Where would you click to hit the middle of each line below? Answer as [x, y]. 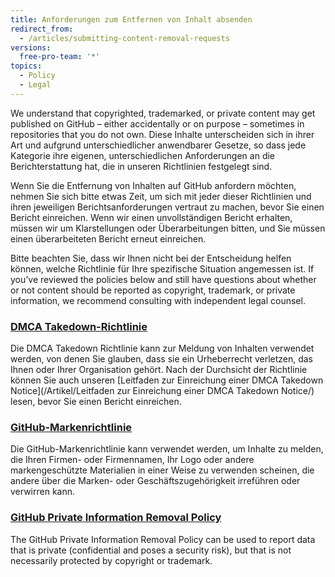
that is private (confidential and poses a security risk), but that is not [151, 550]
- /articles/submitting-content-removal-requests [124, 38]
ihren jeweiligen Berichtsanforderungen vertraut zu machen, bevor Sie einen [167, 207]
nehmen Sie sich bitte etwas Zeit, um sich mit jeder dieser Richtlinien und [161, 196]
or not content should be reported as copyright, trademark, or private [153, 290]
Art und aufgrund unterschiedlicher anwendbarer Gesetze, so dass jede [158, 145]
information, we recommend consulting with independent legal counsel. [158, 300]
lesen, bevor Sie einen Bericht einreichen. [96, 402]
